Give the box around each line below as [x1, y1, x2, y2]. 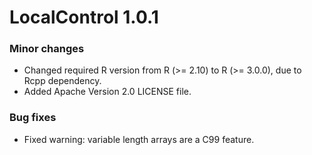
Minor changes [9, 42, 85, 56]
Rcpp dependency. [23, 75, 102, 87]
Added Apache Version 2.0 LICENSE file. [23, 86, 192, 98]
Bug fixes [9, 111, 57, 125]
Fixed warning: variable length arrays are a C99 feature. [23, 133, 255, 145]
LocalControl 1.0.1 [9, 6, 159, 29]
